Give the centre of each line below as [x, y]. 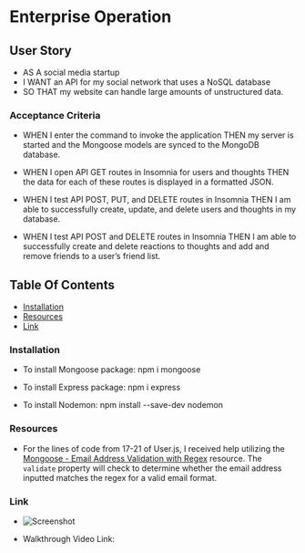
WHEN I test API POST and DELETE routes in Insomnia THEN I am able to [159, 237]
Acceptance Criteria [55, 115]
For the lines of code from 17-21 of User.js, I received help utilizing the [153, 448]
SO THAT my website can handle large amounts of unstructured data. [153, 92]
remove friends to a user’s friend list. [91, 256]
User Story [41, 51]
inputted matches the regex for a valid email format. [120, 477]
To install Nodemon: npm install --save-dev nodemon [122, 405]
